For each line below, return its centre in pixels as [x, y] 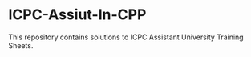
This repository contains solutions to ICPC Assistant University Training [126, 37]
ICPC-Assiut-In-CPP [77, 15]
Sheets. [21, 45]
